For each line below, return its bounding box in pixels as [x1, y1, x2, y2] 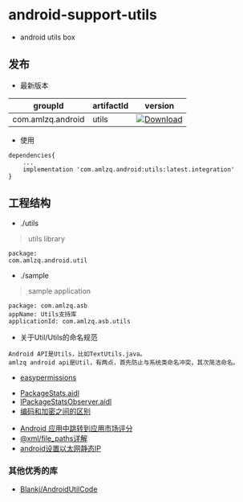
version [144, 100, 175, 111]
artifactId [91, 100, 129, 111]
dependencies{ [8, 151, 56, 159]
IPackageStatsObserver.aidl [19, 397, 112, 406]
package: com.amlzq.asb [8, 302, 88, 310]
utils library [27, 233, 66, 243]
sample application [27, 286, 91, 295]
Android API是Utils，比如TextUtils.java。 [8, 350, 147, 358]
